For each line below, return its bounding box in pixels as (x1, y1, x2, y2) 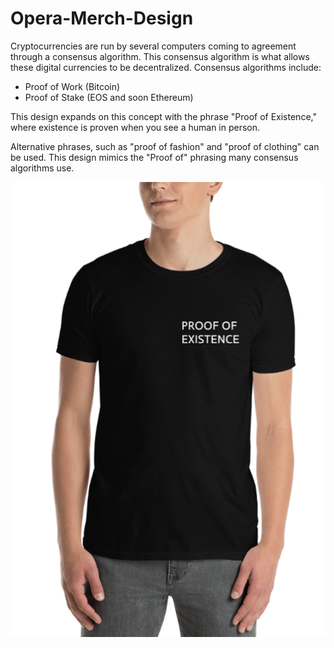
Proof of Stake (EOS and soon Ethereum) (24, 91, 194, 103)
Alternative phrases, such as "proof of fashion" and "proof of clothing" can (10, 140, 320, 152)
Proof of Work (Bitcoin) (24, 80, 121, 92)
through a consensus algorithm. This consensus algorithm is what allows (10, 50, 310, 62)
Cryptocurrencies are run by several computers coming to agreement (10, 40, 297, 52)
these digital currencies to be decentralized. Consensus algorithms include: (10, 61, 322, 73)
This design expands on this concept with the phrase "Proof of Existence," (10, 110, 317, 122)
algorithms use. (10, 162, 75, 174)
